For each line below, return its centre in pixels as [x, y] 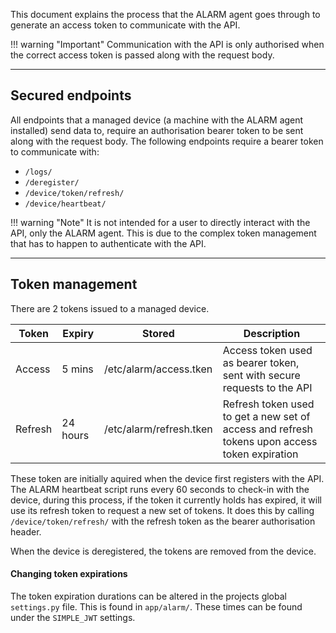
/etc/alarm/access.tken [158, 369]
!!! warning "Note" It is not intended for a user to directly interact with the [160, 222]
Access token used [267, 350]
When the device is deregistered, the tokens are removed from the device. [163, 551]
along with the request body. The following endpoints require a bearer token [167, 141]
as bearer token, [261, 362]
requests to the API [267, 387]
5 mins [77, 369]
